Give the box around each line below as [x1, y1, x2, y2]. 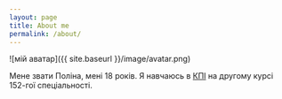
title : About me [9, 21, 69, 30]
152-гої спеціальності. [9, 80, 93, 91]
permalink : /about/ [9, 29, 82, 38]
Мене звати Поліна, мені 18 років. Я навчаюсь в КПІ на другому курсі [9, 71, 274, 81]
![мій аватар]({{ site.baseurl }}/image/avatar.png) [9, 54, 191, 65]
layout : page [9, 12, 58, 22]
